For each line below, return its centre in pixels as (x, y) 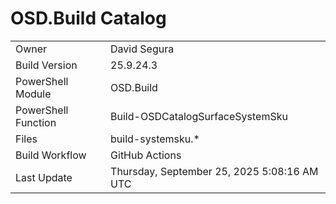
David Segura (142, 49)
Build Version (46, 65)
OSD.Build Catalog (88, 18)
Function (36, 122)
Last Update (44, 177)
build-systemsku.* (155, 139)
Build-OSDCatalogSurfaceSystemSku (199, 116)
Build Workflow (51, 155)
